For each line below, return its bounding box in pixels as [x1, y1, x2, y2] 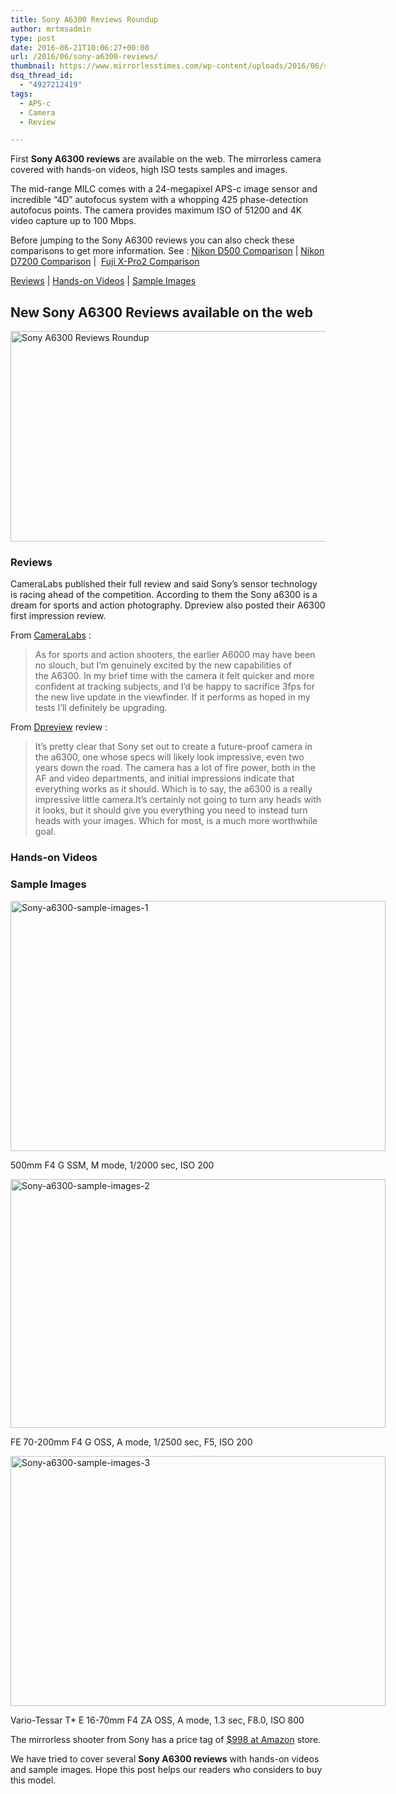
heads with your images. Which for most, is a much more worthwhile [34, 815, 318, 827]
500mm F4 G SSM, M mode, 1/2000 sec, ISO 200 [10, 1159, 215, 1171]
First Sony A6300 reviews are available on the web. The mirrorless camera [10, 153, 322, 165]
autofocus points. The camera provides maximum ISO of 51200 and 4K [10, 204, 303, 216]
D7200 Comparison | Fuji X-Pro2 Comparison [10, 256, 200, 268]
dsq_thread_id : [10, 71, 74, 81]
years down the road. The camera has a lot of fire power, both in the [34, 762, 316, 774]
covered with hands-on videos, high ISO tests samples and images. [10, 164, 288, 176]
